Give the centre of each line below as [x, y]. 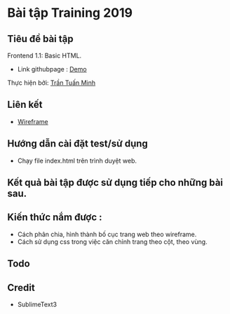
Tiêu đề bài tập [40, 39]
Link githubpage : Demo [52, 69]
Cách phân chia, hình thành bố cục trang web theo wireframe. [107, 234]
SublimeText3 [37, 305]
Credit [21, 288]
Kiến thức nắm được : [55, 218]
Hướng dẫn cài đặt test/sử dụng [78, 144]
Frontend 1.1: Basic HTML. [45, 55]
